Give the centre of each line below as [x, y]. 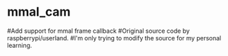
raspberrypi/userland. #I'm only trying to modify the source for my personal [114, 38]
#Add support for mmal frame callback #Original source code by [99, 31]
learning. [20, 45]
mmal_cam [39, 12]
